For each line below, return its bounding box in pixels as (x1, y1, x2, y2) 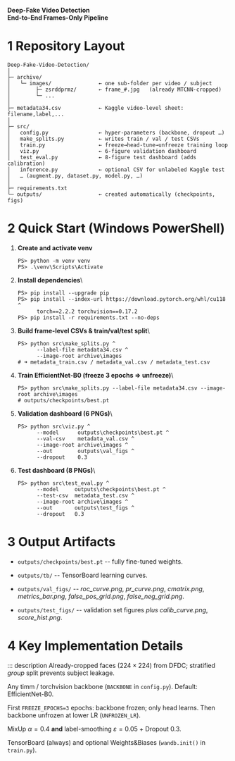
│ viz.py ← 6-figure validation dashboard (7, 147, 197, 154)
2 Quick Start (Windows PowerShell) (7, 221, 225, 237)
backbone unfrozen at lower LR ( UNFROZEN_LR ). (7, 711, 141, 719)
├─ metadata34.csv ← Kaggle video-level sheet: (7, 104, 184, 111)
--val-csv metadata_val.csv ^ (36, 435, 135, 443)
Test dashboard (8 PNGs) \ (17, 466, 96, 474)
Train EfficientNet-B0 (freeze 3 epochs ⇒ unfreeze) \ (17, 371, 174, 379)
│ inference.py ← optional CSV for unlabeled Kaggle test (7, 166, 225, 173)
